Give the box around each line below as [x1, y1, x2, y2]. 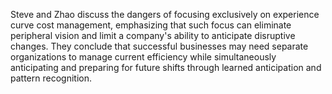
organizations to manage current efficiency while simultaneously [10, 51, 277, 63]
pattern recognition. [10, 72, 92, 84]
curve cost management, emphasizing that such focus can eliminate [10, 19, 292, 31]
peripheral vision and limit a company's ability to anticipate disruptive [10, 30, 296, 41]
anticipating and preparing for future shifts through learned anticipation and [10, 62, 322, 73]
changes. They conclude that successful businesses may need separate [10, 40, 309, 52]
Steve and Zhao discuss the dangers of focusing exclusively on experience [10, 9, 320, 20]
